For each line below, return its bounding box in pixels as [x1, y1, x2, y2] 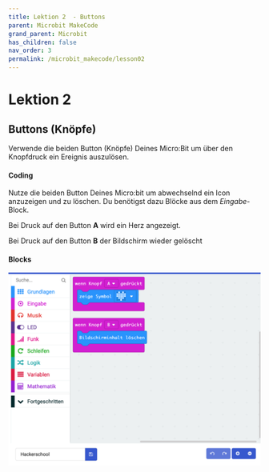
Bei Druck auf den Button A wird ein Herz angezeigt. [8, 221, 182, 230]
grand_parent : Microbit [8, 30, 88, 38]
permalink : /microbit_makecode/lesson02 [8, 55, 146, 63]
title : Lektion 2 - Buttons [8, 13, 106, 21]
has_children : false [8, 38, 78, 46]
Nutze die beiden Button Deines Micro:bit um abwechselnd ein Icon [8, 188, 231, 198]
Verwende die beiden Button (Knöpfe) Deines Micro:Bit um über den [8, 144, 234, 153]
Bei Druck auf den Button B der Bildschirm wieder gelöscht [8, 236, 203, 246]
